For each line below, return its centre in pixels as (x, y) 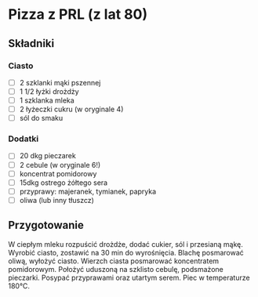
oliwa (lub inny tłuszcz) (56, 200)
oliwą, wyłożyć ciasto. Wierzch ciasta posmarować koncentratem (114, 261)
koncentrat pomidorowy (58, 173)
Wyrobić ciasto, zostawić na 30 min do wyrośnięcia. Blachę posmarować (126, 252)
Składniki (31, 43)
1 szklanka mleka (47, 100)
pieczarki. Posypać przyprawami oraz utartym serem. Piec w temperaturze (129, 277)
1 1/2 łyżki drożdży (49, 91)
